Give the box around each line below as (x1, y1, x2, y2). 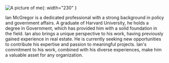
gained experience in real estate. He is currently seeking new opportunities (5, 36, 161, 42)
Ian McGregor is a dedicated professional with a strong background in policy (5, 15, 164, 20)
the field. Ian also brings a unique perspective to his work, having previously (5, 31, 164, 36)
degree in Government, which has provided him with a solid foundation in (5, 25, 157, 31)
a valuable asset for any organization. (5, 52, 83, 58)
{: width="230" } (42, 5, 77, 11)
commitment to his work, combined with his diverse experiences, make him (5, 47, 162, 52)
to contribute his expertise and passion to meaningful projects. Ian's (5, 41, 147, 47)
